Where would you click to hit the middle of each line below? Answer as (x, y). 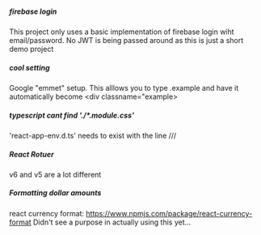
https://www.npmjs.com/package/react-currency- (169, 213)
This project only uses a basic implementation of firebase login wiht (122, 32)
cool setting (30, 67)
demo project (32, 49)
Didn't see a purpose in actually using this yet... (112, 222)
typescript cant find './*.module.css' (72, 115)
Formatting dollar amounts (55, 193)
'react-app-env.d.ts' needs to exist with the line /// (93, 135)
